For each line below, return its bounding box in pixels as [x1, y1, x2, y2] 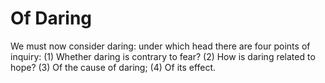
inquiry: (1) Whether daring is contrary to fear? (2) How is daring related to [10, 50, 316, 62]
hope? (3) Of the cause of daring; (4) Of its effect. [10, 61, 217, 73]
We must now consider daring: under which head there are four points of [10, 40, 311, 52]
